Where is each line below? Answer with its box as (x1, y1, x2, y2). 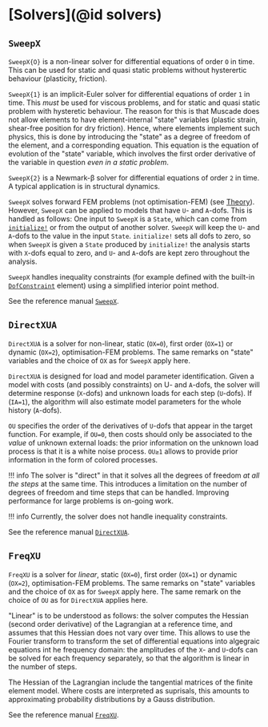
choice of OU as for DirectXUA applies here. (8, 595, 148, 604)
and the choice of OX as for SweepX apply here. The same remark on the (8, 587, 242, 596)
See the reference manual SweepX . (8, 297, 119, 305)
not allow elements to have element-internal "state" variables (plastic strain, (8, 115, 258, 124)
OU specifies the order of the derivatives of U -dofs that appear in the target (8, 421, 254, 430)
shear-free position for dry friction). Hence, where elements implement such (8, 123, 260, 133)
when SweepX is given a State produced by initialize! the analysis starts (8, 240, 250, 249)
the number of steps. (8, 661, 78, 671)
